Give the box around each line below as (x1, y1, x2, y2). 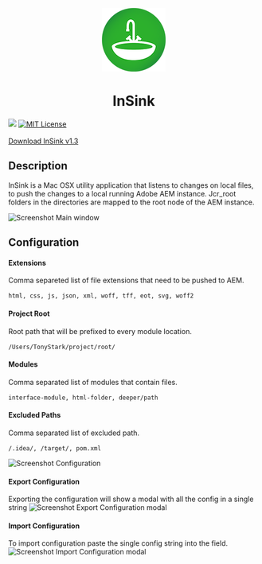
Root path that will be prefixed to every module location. (8, 326, 193, 336)
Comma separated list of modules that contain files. (8, 377, 178, 387)
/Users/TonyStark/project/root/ (8, 343, 115, 351)
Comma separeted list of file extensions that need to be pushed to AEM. (8, 275, 244, 286)
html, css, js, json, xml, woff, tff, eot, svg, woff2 (8, 292, 194, 300)
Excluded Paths (8, 410, 61, 420)
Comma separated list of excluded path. (8, 428, 140, 438)
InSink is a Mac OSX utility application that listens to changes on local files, (8, 180, 254, 190)
